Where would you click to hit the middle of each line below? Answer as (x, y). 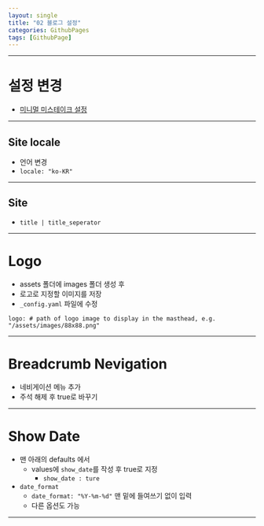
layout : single (33, 15)
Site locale (34, 142)
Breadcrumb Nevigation (88, 364)
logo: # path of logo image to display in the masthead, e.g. (112, 319)
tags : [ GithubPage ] (40, 37)
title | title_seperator (60, 222)
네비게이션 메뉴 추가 (50, 387)
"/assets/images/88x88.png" (54, 325)
